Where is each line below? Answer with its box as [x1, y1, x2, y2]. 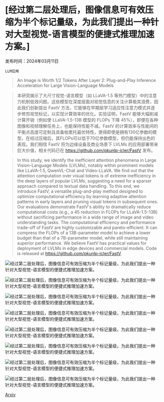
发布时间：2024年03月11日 [5, 58, 59, 64]
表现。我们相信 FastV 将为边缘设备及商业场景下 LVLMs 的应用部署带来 [17, 141, 159, 147]
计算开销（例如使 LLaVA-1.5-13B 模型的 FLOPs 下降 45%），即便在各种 [17, 117, 159, 122]
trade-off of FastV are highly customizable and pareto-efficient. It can [17, 224, 158, 230]
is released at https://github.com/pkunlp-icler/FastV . [17, 250, 122, 256]
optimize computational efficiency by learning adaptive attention [17, 193, 146, 199]
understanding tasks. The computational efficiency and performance [17, 219, 156, 225]
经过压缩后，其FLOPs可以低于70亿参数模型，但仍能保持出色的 [30, 135, 155, 141]
